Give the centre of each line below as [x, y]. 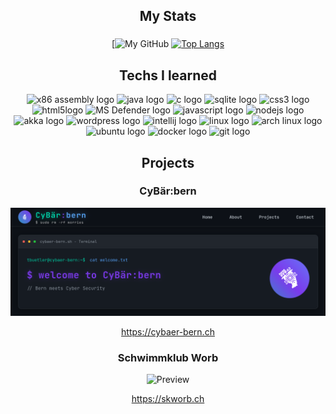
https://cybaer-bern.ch [168, 332]
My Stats [168, 16]
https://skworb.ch [168, 399]
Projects [168, 162]
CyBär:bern [168, 191]
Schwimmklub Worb [168, 357]
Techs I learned [168, 75]
